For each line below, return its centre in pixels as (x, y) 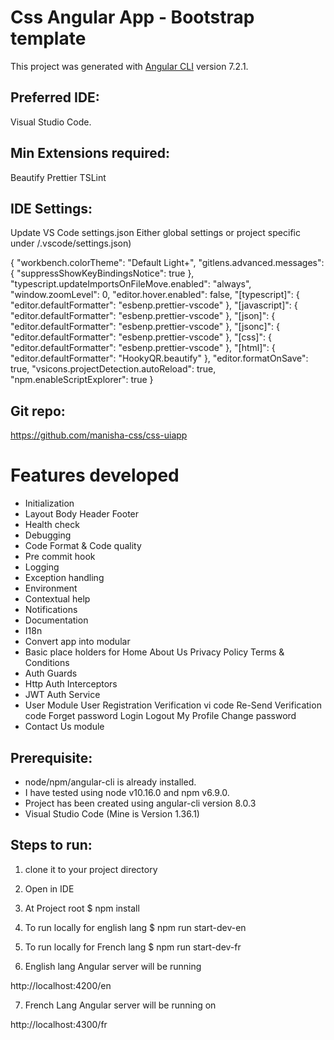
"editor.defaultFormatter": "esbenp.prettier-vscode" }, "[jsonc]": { (145, 327)
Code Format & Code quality (83, 546)
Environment (51, 588)
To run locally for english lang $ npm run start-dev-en (135, 927)
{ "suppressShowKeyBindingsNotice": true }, (102, 273)
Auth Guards (51, 673)
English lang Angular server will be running (113, 966)
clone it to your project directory (91, 869)
